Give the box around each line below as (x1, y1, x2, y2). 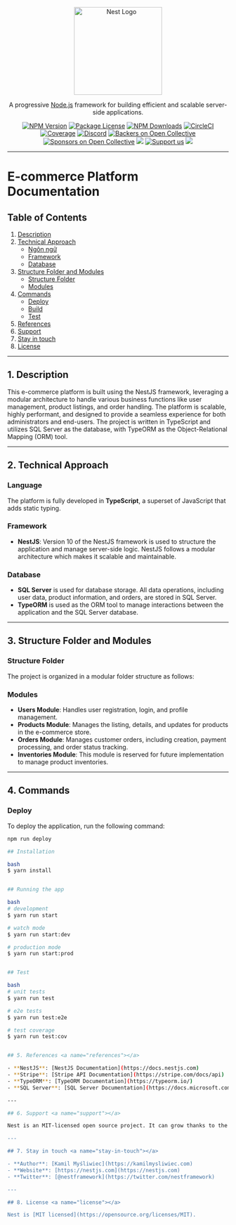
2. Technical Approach (7, 459, 109, 471)
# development (7, 905, 49, 912)
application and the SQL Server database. (17, 608, 138, 617)
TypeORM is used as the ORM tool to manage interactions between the (17, 601, 224, 609)
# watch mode (7, 924, 46, 931)
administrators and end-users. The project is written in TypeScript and (7, 417, 211, 426)
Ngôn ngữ (27, 245, 58, 253)
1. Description (7, 369, 69, 381)
